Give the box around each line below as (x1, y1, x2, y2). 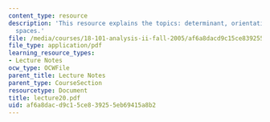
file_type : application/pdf (8, 42, 103, 50)
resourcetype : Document (8, 86, 88, 95)
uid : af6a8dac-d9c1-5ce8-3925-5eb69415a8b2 (8, 101, 157, 109)
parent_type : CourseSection (8, 79, 103, 87)
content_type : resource (8, 11, 88, 20)
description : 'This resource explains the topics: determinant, (8, 19, 228, 27)
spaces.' (15, 26, 45, 35)
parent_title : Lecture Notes (8, 71, 106, 79)
